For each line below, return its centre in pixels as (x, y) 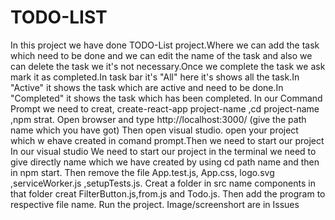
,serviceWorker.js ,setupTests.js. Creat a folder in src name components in (163, 183)
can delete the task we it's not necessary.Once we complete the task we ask (168, 66)
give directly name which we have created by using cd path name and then (165, 162)
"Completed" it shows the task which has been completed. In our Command (166, 98)
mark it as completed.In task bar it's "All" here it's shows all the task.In (155, 77)
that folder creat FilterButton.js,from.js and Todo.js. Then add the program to (168, 193)
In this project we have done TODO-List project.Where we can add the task (165, 45)
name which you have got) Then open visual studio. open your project (154, 130)
